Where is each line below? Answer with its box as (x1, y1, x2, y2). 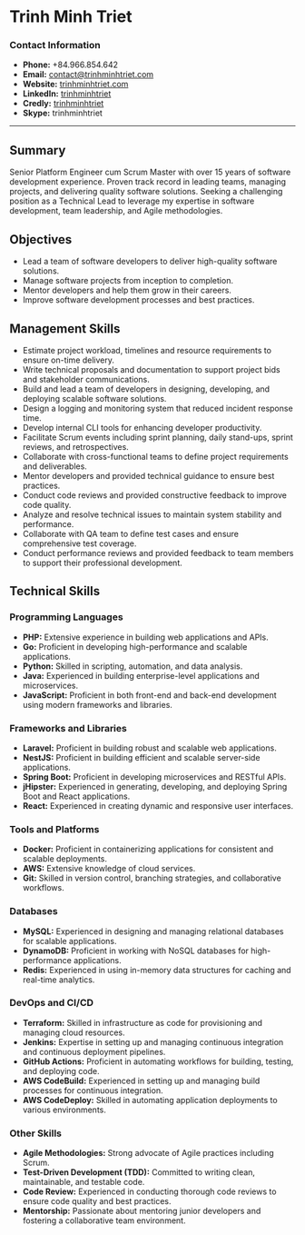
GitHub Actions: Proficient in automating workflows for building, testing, (22, 1056, 294, 1067)
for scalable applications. (22, 935, 117, 946)
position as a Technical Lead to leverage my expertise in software (9, 195, 255, 206)
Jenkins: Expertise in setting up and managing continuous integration (22, 1036, 284, 1047)
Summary (9, 143, 66, 158)
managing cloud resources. (22, 1027, 125, 1038)
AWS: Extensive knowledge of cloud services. (22, 863, 196, 874)
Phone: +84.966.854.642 (22, 59, 119, 70)
